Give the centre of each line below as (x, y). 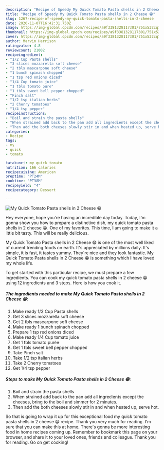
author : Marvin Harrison (31, 41)
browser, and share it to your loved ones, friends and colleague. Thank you (81, 437)
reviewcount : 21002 (25, 50)
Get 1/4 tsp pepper (31, 368)
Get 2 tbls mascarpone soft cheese (48, 322)
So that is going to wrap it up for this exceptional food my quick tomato (77, 416)
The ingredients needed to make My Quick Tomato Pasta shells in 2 (75, 294)
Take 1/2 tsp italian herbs (37, 358)
